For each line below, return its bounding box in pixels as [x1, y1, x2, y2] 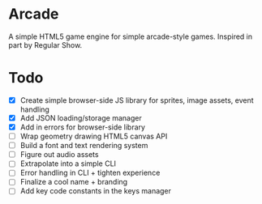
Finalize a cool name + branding [19, 177, 128, 187]
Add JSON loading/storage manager [19, 113, 142, 122]
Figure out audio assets [19, 150, 99, 159]
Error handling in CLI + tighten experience [19, 168, 161, 178]
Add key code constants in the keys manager [19, 186, 172, 196]
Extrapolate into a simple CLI [19, 159, 116, 168]
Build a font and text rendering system [19, 141, 148, 151]
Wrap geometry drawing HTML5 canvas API [19, 131, 168, 142]
